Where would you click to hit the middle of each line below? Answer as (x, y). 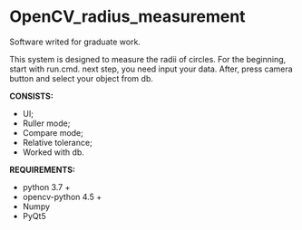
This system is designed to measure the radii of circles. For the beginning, (148, 59)
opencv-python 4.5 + (62, 196)
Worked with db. (53, 152)
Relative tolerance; (57, 142)
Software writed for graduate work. (75, 42)
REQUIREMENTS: (42, 169)
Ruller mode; (46, 123)
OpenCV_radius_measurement (128, 17)
